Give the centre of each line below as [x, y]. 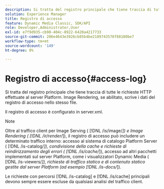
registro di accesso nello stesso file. [41, 102]
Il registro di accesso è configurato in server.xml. [54, 112]
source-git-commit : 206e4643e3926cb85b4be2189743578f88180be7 [70, 37]
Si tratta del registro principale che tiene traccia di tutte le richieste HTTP [78, 92]
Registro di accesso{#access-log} [76, 79]
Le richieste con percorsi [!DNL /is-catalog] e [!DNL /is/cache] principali [77, 176]
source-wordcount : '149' [30, 46]
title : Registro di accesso [34, 19]
